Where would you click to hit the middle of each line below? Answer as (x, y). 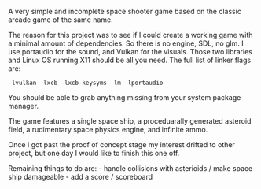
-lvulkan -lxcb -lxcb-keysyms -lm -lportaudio (86, 83)
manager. (24, 106)
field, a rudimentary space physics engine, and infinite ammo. (108, 130)
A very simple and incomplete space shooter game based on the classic (125, 11)
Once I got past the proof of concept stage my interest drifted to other (122, 145)
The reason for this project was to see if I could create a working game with (130, 35)
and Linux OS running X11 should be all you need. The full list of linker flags (130, 60)
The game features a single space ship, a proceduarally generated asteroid (130, 121)
